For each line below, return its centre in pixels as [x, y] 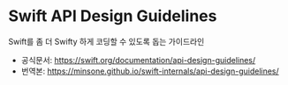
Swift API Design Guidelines [113, 16]
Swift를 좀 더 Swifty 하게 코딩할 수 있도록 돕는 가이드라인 [106, 41]
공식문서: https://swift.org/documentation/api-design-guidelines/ [138, 60]
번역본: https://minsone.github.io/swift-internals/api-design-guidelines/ [150, 71]
